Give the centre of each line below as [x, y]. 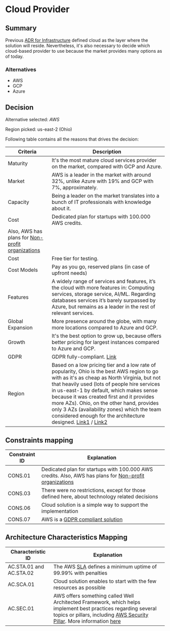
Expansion [20, 328]
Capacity [18, 202]
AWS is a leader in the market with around [101, 175]
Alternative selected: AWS [32, 120]
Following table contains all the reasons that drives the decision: [72, 139]
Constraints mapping [39, 440]
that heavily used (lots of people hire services [106, 384]
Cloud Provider [37, 9]
